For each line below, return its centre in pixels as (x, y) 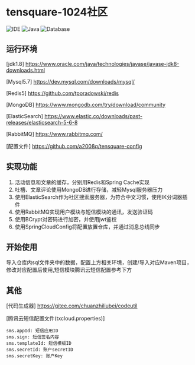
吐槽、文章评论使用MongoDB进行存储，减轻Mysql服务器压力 (89, 189)
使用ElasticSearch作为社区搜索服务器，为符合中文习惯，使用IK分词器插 (101, 197)
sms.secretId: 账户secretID (40, 350)
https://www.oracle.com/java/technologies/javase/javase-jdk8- (103, 64)
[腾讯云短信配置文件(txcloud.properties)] (56, 319)
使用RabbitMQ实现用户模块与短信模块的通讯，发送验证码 (84, 212)
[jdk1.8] (15, 64)
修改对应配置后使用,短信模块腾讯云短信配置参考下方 (69, 270)
